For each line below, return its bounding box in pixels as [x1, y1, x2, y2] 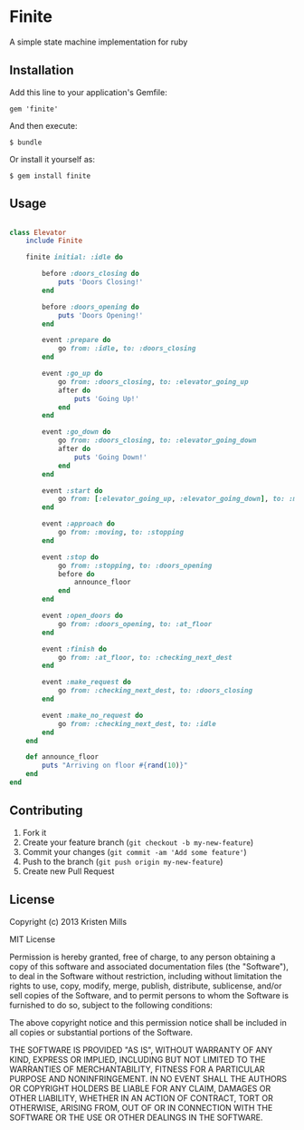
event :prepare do [42, 336, 111, 345]
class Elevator [9, 228, 67, 237]
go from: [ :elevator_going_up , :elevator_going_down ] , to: [57, 495, 285, 504]
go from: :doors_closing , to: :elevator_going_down [57, 436, 257, 446]
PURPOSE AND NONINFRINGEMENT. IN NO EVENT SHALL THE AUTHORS [9, 1073, 288, 1084]
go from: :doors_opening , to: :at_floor [57, 619, 213, 628]
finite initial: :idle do [25, 252, 124, 262]
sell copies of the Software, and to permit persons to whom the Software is [9, 989, 290, 1000]
